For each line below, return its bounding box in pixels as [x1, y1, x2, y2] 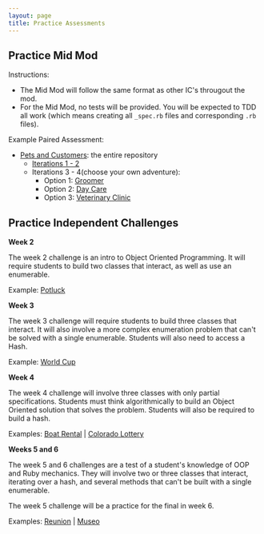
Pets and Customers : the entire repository [19, 150, 158, 160]
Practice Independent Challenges [8, 216, 178, 229]
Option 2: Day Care [43, 185, 107, 194]
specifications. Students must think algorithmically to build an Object [8, 397, 234, 406]
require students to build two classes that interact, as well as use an [8, 261, 232, 271]
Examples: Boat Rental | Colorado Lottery [8, 429, 144, 439]
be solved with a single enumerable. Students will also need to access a [8, 333, 246, 343]
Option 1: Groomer [43, 176, 104, 185]
